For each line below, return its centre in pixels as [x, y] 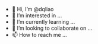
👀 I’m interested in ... [37, 15]
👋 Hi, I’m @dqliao [33, 9]
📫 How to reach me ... [39, 35]
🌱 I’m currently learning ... [43, 22]
